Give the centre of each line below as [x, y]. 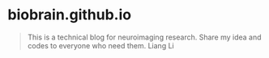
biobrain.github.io [69, 15]
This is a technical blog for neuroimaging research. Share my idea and [144, 37]
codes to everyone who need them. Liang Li [101, 45]
